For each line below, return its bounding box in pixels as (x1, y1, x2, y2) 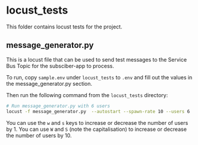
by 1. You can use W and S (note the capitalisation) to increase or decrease (6, 125, 187, 133)
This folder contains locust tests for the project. (6, 23, 122, 30)
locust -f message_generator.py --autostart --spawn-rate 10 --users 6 (6, 108, 190, 114)
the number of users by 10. (6, 131, 72, 139)
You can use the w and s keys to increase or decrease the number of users (6, 119, 188, 126)
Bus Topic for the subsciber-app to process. (6, 62, 114, 69)
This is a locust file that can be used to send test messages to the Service (6, 56, 187, 63)
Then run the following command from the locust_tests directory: (6, 91, 168, 98)
